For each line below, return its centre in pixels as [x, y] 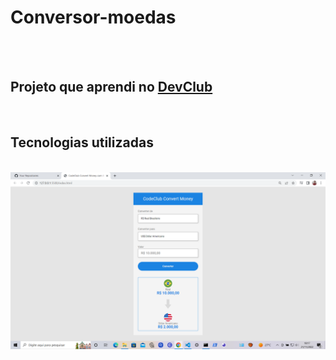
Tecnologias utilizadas [82, 142]
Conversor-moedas [93, 17]
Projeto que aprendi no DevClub [111, 87]
